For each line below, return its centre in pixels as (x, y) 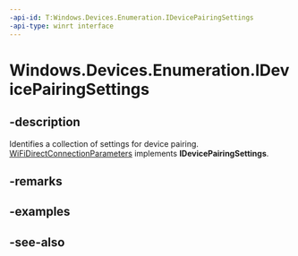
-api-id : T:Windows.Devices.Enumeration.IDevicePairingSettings (132, 17)
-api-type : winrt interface (62, 26)
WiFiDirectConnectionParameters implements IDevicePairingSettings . (139, 153)
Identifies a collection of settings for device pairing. (104, 143)
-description (45, 122)
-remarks (36, 181)
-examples (40, 212)
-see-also (37, 242)
